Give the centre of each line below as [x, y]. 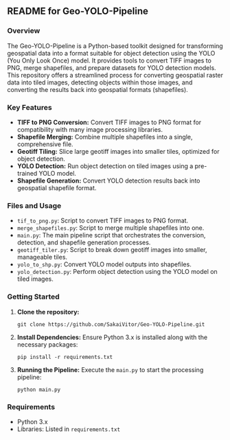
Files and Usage [34, 205]
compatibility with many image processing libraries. [90, 129]
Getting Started [33, 297]
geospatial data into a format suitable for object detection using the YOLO [111, 53]
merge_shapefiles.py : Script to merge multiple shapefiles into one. [111, 228]
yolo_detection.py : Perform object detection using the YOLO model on [117, 272]
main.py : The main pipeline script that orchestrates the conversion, [111, 235]
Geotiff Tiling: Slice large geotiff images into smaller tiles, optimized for [118, 151]
